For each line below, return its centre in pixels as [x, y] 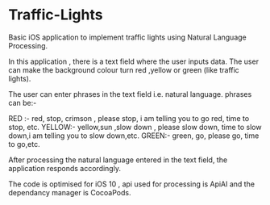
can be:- [23, 102]
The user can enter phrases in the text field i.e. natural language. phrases [130, 94]
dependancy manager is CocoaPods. [70, 192]
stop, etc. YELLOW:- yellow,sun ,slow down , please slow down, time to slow [135, 127]
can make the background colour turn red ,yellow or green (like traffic [124, 69]
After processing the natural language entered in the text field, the [118, 160]
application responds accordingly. [64, 168]
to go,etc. [24, 144]
